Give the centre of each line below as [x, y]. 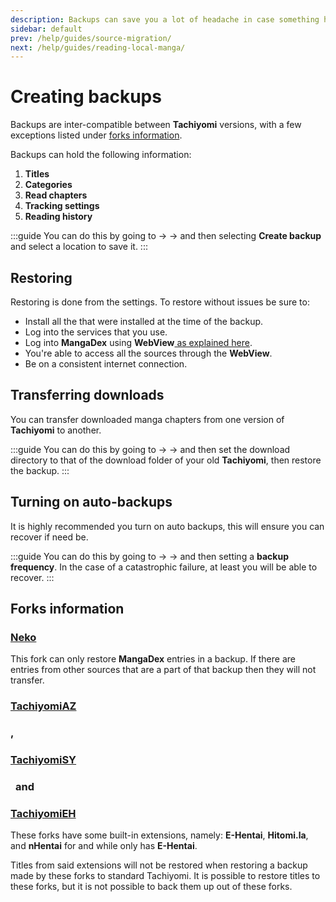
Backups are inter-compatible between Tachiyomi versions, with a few [156, 125]
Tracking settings [62, 206]
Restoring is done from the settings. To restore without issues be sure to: [160, 302]
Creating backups [86, 97]
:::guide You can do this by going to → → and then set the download [150, 449]
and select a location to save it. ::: [79, 247]
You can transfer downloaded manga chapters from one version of [147, 419]
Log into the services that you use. [96, 332]
